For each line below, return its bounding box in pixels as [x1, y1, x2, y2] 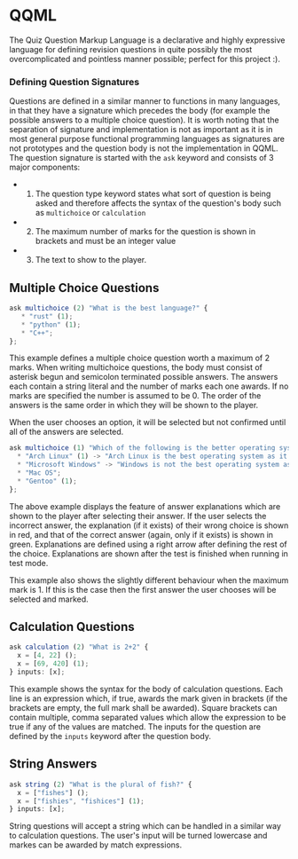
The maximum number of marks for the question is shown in [35, 226, 255, 237]
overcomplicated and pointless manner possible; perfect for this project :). [9, 53, 281, 64]
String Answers [9, 756, 98, 772]
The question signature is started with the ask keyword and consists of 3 [9, 153, 274, 163]
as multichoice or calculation [35, 208, 146, 218]
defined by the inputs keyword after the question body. [9, 730, 211, 741]
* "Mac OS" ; [17, 469, 62, 477]
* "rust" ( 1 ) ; [20, 311, 74, 320]
